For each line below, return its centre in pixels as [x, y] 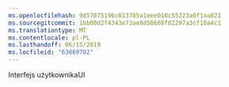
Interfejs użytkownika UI [47, 75]
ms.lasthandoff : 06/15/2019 [55, 45]
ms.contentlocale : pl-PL [49, 38]
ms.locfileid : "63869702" [51, 52]
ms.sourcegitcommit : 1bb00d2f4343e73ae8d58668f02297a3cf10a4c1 [115, 23]
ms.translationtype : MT [48, 30]
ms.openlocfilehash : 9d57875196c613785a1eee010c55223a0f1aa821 [115, 15]
